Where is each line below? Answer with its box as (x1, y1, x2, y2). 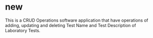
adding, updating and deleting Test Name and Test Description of (5, 22, 136, 28)
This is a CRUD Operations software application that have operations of (5, 17, 149, 23)
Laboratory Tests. (5, 27, 40, 33)
